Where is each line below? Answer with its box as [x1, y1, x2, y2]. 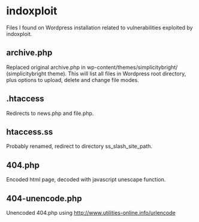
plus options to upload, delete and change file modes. [6, 76, 139, 83]
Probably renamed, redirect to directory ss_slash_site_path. [6, 142, 153, 150]
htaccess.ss [6, 127, 53, 137]
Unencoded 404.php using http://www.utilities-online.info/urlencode [6, 209, 176, 216]
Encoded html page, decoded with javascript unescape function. [6, 176, 166, 183]
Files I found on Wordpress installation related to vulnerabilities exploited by [6, 24, 193, 31]
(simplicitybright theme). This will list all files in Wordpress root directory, [6, 70, 186, 77]
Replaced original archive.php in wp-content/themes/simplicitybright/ [6, 63, 178, 71]
